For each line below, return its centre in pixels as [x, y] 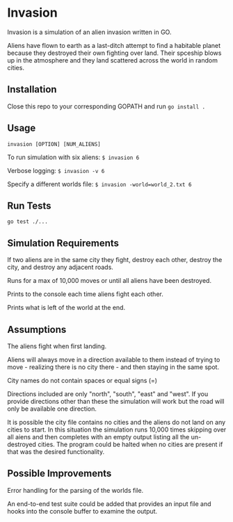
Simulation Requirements [63, 243]
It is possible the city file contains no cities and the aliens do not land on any [116, 422]
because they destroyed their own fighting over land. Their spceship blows [114, 53]
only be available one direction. [52, 409]
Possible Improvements [59, 474]
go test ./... [28, 222]
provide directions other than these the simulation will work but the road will [116, 401]
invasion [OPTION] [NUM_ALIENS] [54, 144]
